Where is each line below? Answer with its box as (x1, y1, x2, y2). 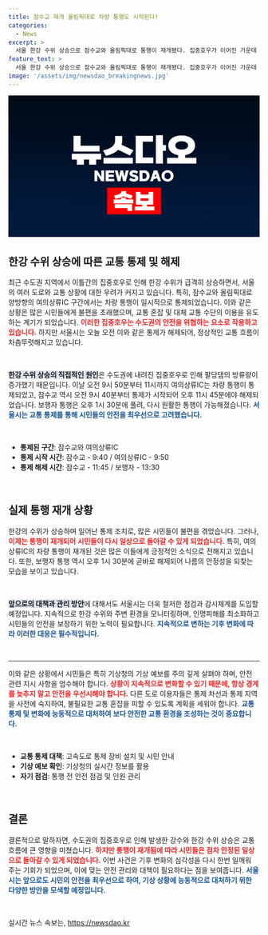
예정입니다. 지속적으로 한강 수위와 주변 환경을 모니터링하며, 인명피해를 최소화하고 (8, 609, 260, 618)
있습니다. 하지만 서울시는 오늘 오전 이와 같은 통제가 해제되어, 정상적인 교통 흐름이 (8, 328, 259, 338)
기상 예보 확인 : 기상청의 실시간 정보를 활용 (19, 761, 150, 771)
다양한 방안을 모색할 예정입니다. (8, 885, 106, 895)
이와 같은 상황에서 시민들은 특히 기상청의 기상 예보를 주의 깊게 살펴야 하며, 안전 (8, 669, 253, 678)
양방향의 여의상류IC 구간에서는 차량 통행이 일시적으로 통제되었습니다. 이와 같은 (8, 298, 252, 307)
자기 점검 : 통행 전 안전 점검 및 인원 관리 (19, 771, 141, 781)
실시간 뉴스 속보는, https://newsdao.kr (8, 917, 130, 927)
